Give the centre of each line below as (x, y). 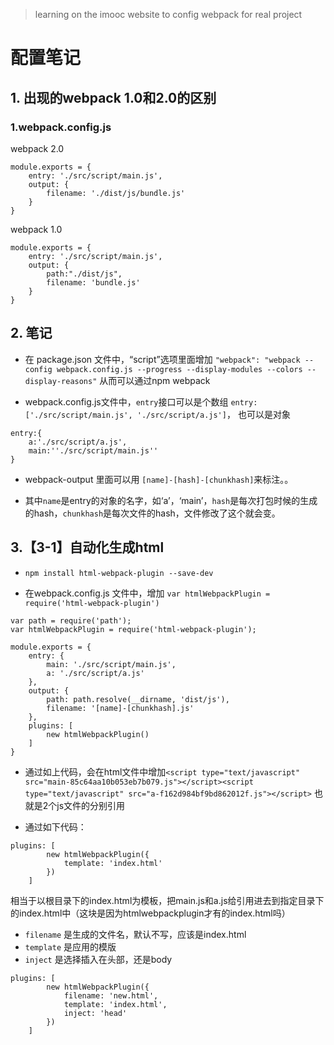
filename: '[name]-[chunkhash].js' (120, 708)
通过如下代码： (55, 826)
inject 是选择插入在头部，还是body (98, 959)
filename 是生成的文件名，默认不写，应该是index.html (135, 934)
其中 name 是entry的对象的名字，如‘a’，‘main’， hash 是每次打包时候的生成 (171, 500)
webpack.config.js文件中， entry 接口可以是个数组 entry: (141, 401)
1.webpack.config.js (61, 127)
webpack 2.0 (37, 148)
